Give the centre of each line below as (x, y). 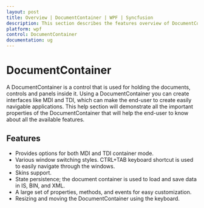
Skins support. (33, 172)
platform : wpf (24, 29)
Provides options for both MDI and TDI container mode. (84, 153)
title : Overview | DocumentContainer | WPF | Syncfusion (80, 18)
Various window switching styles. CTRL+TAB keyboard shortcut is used (104, 159)
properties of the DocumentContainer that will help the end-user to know (97, 113)
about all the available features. (46, 119)
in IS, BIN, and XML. (40, 185)
